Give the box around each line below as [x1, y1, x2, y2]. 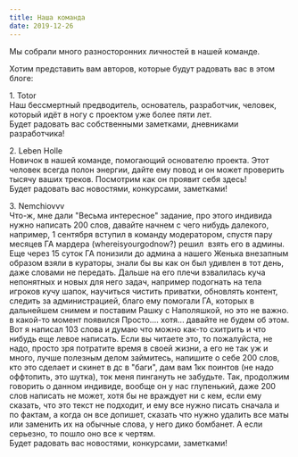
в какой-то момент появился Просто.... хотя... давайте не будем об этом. [9, 314, 290, 325]
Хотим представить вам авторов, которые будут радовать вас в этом [9, 63, 275, 74]
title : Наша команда [9, 12, 87, 22]
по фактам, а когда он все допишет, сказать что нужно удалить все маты [9, 409, 290, 420]
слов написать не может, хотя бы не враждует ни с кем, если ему [9, 390, 262, 401]
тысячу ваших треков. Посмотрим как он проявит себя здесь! [9, 173, 247, 184]
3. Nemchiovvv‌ [9, 200, 65, 211]
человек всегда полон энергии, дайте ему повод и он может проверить [9, 164, 285, 175]
